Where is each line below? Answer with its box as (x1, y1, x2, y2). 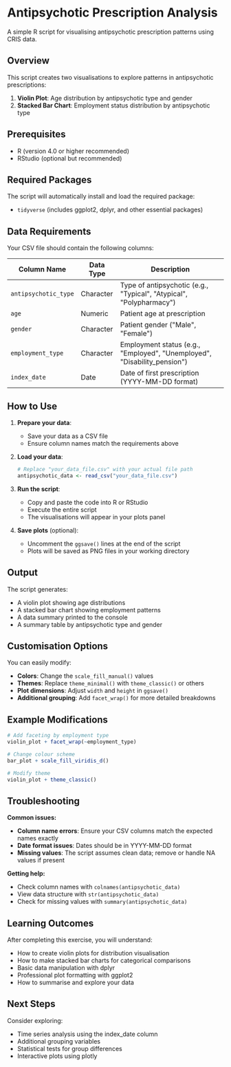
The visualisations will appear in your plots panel (27, 512, 166, 521)
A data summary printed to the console (16, 613, 129, 621)
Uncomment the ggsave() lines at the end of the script (27, 539, 181, 548)
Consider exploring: (7, 1016, 63, 1024)
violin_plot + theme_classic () (7, 776, 97, 783)
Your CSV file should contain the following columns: (7, 244, 154, 252)
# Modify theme (7, 769, 51, 776)
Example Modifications (7, 714, 109, 725)
